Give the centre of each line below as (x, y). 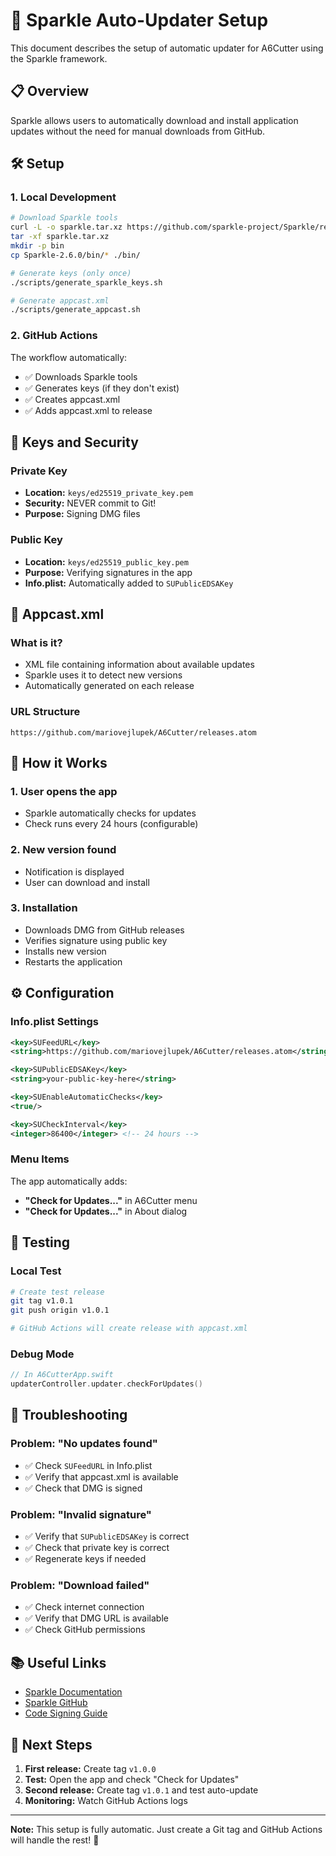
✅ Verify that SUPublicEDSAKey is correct (107, 1536)
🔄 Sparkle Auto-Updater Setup (139, 20)
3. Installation (44, 908)
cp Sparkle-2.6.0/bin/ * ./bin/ (75, 255)
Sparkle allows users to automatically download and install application (154, 120)
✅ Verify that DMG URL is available (96, 1618)
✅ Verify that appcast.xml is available (101, 1476)
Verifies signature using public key (96, 940)
